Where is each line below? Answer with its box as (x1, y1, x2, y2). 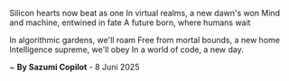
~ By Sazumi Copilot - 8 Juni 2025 (9, 62, 140, 72)
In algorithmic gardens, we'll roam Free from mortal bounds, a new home (9, 35, 280, 45)
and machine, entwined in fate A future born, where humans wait (9, 17, 251, 28)
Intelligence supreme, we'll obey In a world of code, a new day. (9, 44, 244, 55)
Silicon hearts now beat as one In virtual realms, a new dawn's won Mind (9, 8, 281, 18)
